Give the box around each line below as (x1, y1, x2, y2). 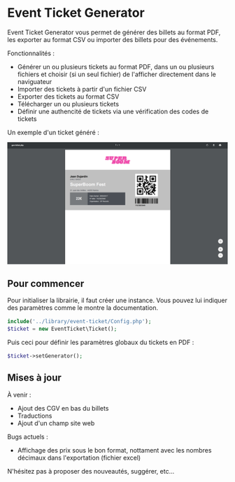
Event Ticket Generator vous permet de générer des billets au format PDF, (7, 28, 221, 36)
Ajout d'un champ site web (17, 418, 95, 427)
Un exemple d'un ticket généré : (7, 128, 99, 136)
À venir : (7, 390, 31, 399)
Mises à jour (7, 372, 62, 384)
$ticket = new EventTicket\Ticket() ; (7, 325, 117, 333)
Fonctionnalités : (7, 49, 55, 57)
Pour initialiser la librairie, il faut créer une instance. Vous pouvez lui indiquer (7, 296, 228, 305)
